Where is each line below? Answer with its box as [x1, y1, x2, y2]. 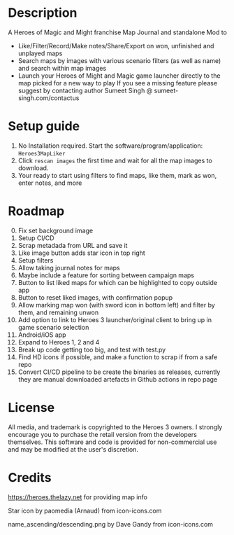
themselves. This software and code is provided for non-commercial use [8, 438, 217, 446]
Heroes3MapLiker [17, 150, 66, 157]
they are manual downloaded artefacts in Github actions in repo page [17, 375, 218, 383]
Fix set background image [17, 226, 94, 235]
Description [8, 5, 78, 21]
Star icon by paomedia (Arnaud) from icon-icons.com [8, 506, 162, 515]
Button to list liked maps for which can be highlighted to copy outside [17, 278, 217, 286]
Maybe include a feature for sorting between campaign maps [17, 271, 195, 279]
